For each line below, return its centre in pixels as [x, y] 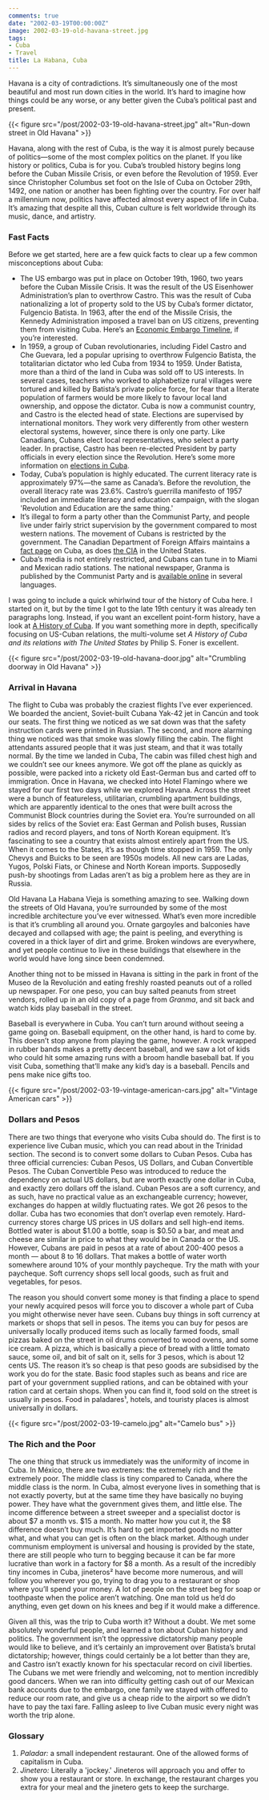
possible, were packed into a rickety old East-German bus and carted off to [132, 773]
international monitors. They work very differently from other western [134, 423]
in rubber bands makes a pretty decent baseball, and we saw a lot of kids [129, 1049]
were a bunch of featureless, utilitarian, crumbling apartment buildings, [125, 798]
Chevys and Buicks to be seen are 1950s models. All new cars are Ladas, [129, 858]
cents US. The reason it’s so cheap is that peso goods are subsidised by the [133, 1365]
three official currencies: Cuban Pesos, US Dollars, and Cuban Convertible [131, 1163]
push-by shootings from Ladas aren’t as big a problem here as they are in [129, 875]
